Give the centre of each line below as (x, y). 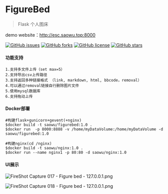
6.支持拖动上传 (19, 97)
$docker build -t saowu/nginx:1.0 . (44, 148)
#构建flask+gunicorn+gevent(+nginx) (43, 121)
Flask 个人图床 (33, 24)
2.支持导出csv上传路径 (26, 75)
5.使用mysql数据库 (23, 91)
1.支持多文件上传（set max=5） (35, 70)
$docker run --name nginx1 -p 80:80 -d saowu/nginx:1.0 (66, 153)
